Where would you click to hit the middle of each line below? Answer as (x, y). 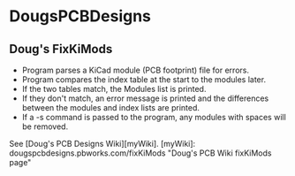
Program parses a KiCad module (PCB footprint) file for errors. (136, 70)
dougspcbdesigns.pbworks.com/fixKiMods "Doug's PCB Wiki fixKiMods (140, 153)
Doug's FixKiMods (61, 49)
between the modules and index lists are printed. (111, 107)
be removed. (45, 126)
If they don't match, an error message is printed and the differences (145, 98)
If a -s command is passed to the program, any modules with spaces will (154, 117)
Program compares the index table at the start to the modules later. (144, 80)
